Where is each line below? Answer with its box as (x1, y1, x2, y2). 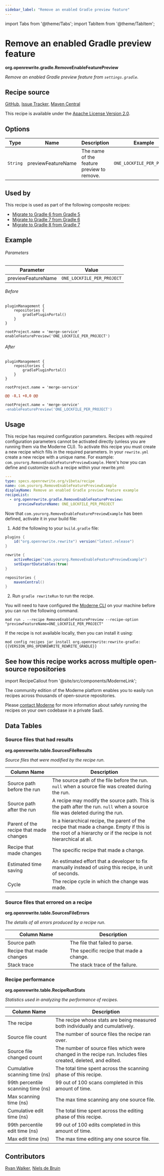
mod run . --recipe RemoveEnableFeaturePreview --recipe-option (5, 617, 139, 622)
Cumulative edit (7, 1107, 44, 1114)
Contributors (5, 1152, 45, 1160)
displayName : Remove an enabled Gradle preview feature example (5, 488, 139, 493)
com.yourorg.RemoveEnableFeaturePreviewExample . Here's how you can (5, 460, 146, 465)
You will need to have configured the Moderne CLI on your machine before (5, 603, 155, 609)
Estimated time (7, 861, 42, 868)
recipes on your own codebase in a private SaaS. (5, 707, 104, 714)
